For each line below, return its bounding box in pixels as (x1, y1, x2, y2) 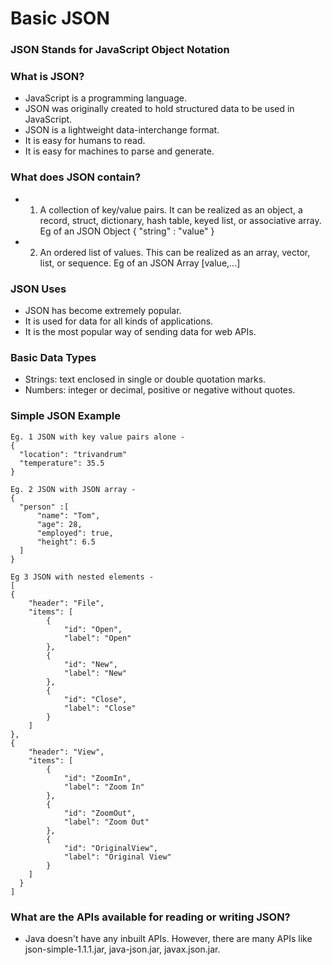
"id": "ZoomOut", (63, 808, 137, 818)
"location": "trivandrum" (19, 449, 128, 459)
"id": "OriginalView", (63, 843, 159, 853)
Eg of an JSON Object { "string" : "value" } (39, 225, 215, 237)
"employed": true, (36, 528, 114, 538)
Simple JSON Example (10, 409, 121, 423)
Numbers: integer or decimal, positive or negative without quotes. (24, 384, 296, 396)
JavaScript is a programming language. (24, 92, 187, 104)
